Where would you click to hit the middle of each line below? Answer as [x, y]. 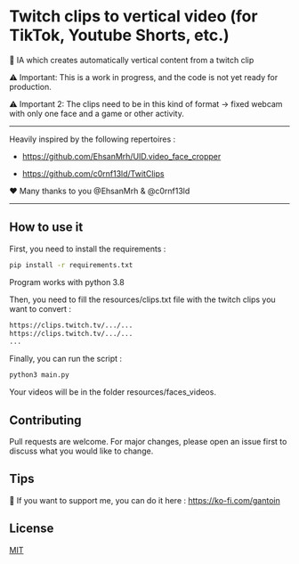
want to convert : [40, 308]
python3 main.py [39, 375]
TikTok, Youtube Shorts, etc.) [119, 35]
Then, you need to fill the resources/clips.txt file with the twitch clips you [142, 299]
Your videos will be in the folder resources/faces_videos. [113, 392]
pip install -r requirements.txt [71, 265]
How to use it [46, 228]
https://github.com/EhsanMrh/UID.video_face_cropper [121, 156]
